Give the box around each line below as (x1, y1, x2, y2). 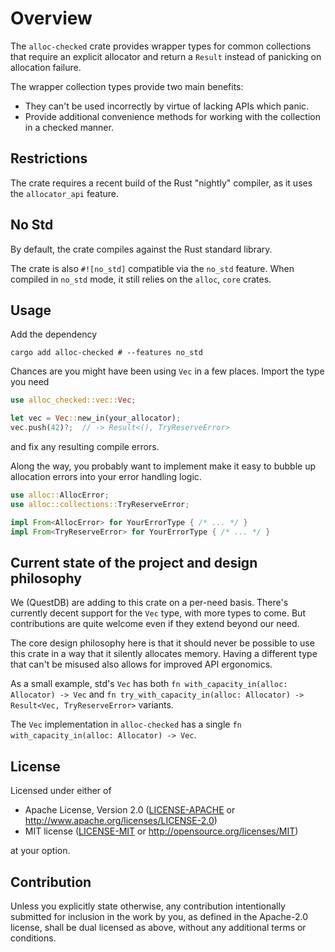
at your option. (10, 845, 71, 857)
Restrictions (10, 150, 88, 167)
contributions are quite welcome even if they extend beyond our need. (10, 618, 300, 630)
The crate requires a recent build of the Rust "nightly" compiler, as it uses (10, 177, 313, 189)
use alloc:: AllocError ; (10, 490, 110, 500)
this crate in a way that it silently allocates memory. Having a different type (10, 648, 318, 660)
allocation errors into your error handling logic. (10, 471, 202, 482)
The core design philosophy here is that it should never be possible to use (10, 637, 315, 649)
